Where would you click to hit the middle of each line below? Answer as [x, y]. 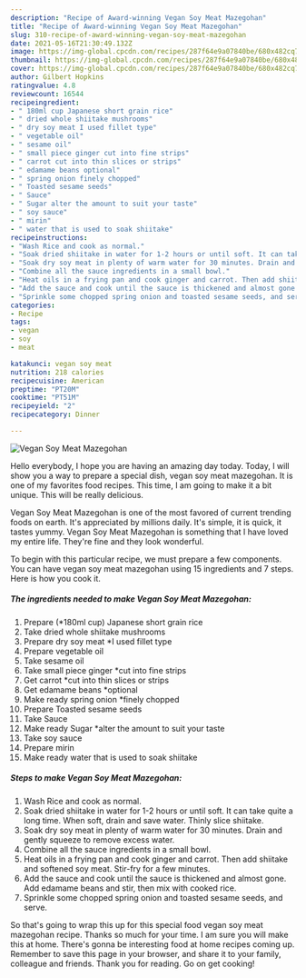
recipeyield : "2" [43, 406]
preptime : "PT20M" [45, 389]
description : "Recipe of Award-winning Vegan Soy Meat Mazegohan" [138, 18]
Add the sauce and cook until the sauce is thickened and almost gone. [155, 878]
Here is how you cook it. [55, 578]
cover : [23, 69]
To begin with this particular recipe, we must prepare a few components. [146, 559]
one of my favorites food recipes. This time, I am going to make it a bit [141, 485]
